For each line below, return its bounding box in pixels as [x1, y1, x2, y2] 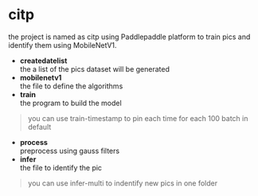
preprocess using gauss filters [19, 146, 120, 155]
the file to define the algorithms [19, 81, 123, 91]
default [27, 122, 52, 131]
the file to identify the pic [19, 163, 102, 172]
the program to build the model [19, 98, 122, 108]
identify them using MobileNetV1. [8, 40, 117, 49]
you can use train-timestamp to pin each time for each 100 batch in [27, 113, 248, 123]
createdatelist [19, 56, 68, 65]
